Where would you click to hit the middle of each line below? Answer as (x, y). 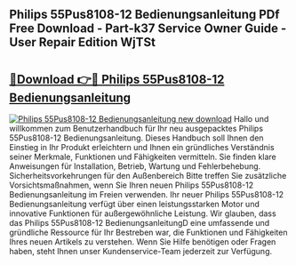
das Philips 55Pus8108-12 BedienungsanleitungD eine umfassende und (140, 223)
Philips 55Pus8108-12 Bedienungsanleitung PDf (144, 15)
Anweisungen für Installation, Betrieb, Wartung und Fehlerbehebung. (135, 166)
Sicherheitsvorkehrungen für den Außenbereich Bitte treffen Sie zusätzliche (148, 176)
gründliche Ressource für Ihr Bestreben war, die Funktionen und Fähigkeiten (148, 232)
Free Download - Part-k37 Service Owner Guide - (148, 29)
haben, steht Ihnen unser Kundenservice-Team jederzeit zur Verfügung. (141, 251)
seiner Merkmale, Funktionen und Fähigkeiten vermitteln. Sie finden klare (143, 157)
